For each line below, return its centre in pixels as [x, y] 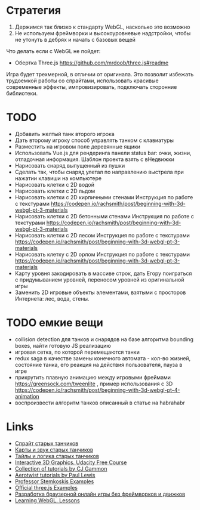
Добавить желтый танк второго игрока [64, 134]
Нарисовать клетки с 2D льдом [55, 191]
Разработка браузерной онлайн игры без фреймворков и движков [100, 494]
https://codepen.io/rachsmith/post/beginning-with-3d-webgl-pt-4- [97, 390]
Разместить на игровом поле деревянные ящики [77, 146]
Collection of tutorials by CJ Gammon [61, 468]
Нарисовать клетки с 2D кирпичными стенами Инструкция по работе [104, 197]
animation [27, 396]
